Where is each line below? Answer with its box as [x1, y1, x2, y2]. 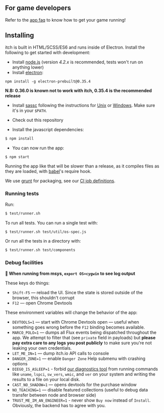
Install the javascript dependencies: [12, 126, 84, 132]
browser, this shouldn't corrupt [12, 295, 75, 301]
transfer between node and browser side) [12, 392, 96, 398]
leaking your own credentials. [12, 345, 72, 351]
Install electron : [12, 69, 44, 75]
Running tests [5, 190, 39, 197]
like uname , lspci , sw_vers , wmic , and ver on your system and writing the [12, 371, 156, 377]
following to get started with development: [5, 49, 91, 55]
